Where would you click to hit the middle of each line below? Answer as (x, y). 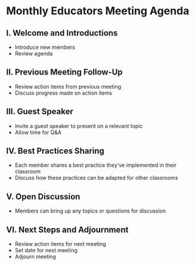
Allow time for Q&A (38, 132)
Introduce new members (45, 47)
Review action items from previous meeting (68, 86)
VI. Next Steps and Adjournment (67, 229)
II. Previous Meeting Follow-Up (65, 72)
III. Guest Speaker (40, 112)
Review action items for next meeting (60, 244)
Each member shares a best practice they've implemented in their (96, 165)
